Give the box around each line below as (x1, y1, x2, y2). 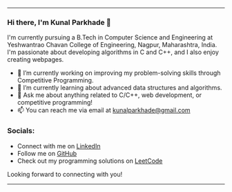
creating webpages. (7, 55, 64, 64)
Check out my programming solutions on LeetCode (17, 157, 163, 165)
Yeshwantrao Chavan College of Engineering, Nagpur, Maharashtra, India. (7, 41, 217, 49)
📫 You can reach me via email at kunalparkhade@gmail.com (17, 106, 191, 114)
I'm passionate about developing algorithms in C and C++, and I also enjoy (7, 48, 220, 56)
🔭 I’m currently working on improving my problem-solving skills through (17, 69, 221, 77)
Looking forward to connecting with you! (7, 170, 123, 178)
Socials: (7, 126, 35, 136)
